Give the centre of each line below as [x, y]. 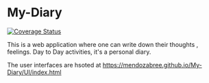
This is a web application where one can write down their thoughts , [103, 44]
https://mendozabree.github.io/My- [152, 65]
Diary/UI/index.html [34, 72]
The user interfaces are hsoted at [54, 65]
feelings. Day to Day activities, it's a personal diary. [79, 52]
